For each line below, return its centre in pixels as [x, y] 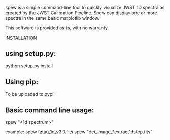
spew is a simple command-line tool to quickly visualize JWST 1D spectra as [85, 7]
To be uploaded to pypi [29, 94]
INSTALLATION [21, 38]
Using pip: [22, 82]
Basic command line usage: [50, 110]
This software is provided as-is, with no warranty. [57, 28]
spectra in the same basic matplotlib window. [53, 18]
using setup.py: [31, 54]
